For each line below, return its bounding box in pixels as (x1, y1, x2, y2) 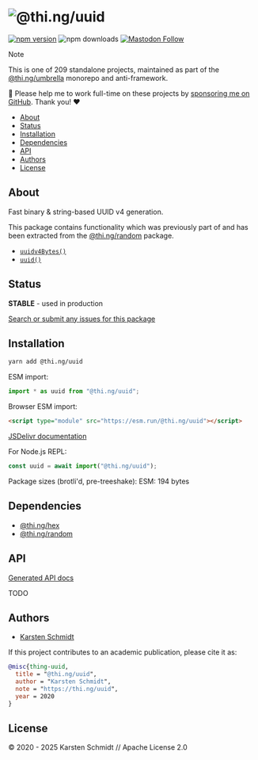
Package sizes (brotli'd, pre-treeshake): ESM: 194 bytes (8, 476, 190, 486)
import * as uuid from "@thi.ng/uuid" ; (8, 388, 140, 395)
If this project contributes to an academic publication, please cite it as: (8, 647, 237, 657)
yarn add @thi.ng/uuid (8, 357, 83, 366)
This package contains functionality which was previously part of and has (8, 222, 249, 231)
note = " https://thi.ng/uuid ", (15, 685, 119, 693)
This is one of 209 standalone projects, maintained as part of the (8, 64, 220, 74)
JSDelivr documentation (8, 432, 87, 441)
